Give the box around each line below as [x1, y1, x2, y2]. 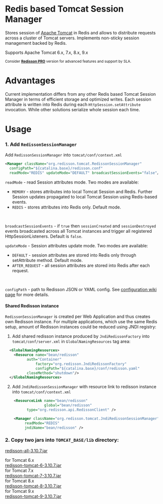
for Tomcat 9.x [5, 488, 34, 494]
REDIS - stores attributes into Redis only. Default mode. [12, 204, 121, 210]
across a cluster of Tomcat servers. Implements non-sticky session [5, 35, 139, 41]
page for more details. [5, 292, 49, 297]
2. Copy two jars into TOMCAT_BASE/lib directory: [5, 436, 119, 443]
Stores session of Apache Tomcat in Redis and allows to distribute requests [5, 30, 156, 35]
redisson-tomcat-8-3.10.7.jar [5, 483, 62, 489]
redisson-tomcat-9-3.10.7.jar [5, 493, 62, 499]
